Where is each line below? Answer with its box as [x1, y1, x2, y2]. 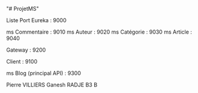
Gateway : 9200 [6, 46, 46, 53]
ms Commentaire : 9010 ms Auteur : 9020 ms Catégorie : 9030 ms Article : [6, 28, 192, 35]
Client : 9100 [6, 58, 37, 65]
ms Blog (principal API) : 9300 [6, 70, 81, 77]
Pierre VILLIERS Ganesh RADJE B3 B [6, 81, 98, 88]
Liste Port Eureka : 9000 [6, 17, 67, 23]
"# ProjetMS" [6, 5, 39, 12]
